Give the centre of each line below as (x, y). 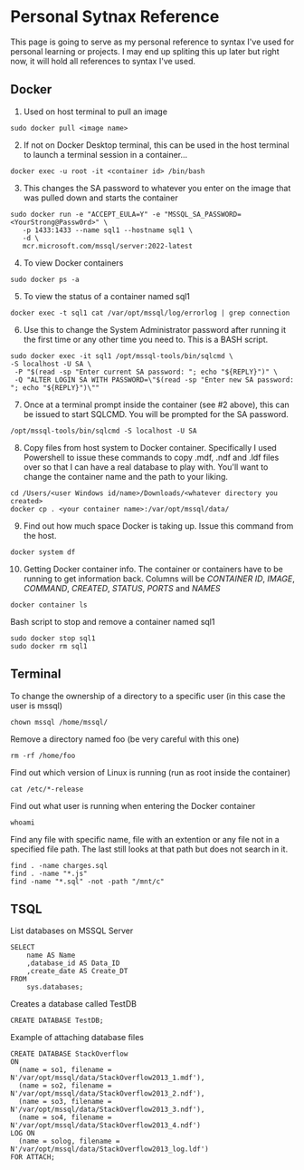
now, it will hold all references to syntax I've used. (103, 61)
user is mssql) (36, 706)
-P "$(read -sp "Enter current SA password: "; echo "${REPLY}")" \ (146, 372)
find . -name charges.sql (59, 865)
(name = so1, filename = (65, 1070)
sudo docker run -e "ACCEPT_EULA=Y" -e (85, 214)
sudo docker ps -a (45, 279)
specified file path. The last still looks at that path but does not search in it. (149, 849)
